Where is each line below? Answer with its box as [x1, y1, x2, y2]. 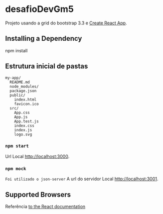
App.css [14, 110, 30, 115]
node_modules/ [9, 84, 39, 89]
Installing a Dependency [5, 34, 82, 43]
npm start [5, 143, 29, 149]
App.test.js [14, 118, 39, 124]
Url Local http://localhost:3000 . [5, 153, 70, 159]
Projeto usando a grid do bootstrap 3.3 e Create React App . [5, 20, 127, 26]
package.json [9, 88, 37, 93]
